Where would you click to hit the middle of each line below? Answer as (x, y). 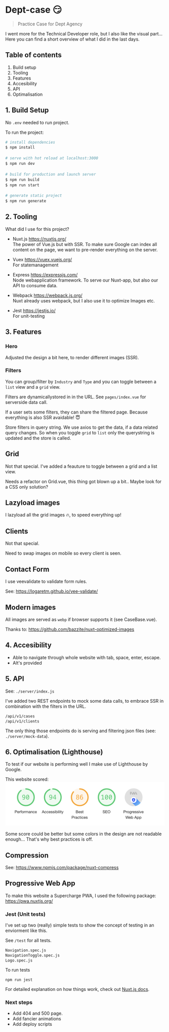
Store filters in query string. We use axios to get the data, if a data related (82, 427)
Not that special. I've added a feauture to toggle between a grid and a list (81, 466)
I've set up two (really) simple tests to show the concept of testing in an (80, 925)
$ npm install (20, 148)
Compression (27, 855)
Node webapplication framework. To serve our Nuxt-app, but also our (85, 280)
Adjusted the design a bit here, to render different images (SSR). (72, 357)
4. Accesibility (28, 645)
